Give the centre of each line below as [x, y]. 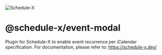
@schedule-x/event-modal [63, 28]
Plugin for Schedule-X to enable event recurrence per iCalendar [71, 41]
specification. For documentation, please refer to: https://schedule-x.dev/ [81, 47]
